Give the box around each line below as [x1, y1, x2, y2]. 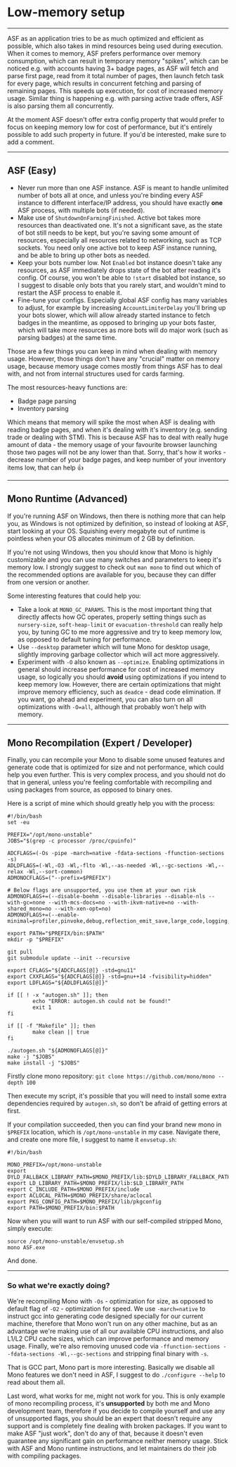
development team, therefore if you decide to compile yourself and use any [7, 1406, 225, 1415]
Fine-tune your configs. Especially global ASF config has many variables [17, 295, 228, 304]
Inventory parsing [17, 404, 69, 412]
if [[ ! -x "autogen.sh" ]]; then [7, 992, 109, 999]
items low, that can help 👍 [7, 463, 84, 472]
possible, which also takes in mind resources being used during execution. [7, 42, 223, 50]
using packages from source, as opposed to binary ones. [7, 785, 173, 794]
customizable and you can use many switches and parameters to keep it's [7, 555, 222, 564]
